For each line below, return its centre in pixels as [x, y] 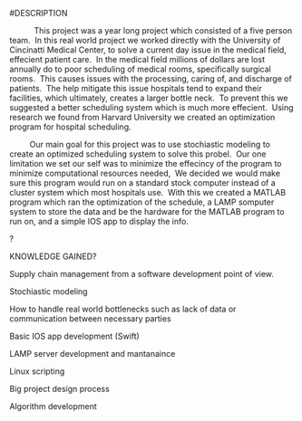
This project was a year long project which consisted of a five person [163, 30]
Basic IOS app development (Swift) [75, 336]
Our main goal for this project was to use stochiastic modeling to [150, 144]
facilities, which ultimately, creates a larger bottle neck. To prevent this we [149, 98]
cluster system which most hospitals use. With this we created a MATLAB [148, 192]
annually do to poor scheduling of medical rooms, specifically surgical [141, 69]
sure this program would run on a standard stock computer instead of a [143, 183]
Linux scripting [37, 371]
